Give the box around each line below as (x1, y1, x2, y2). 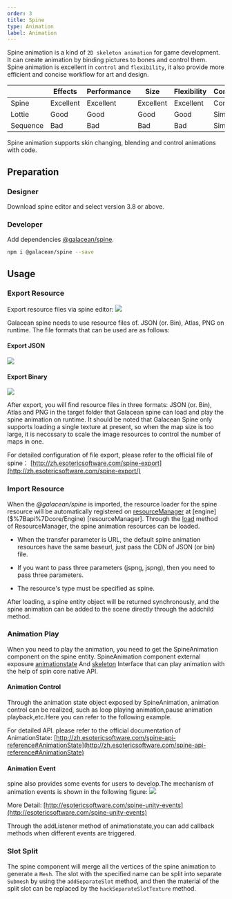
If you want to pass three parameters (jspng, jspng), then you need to (17, 563, 215, 571)
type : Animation (7, 23, 54, 30)
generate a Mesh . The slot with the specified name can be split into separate (7, 869, 222, 878)
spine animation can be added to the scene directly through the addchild (7, 605, 214, 613)
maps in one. (7, 437, 44, 446)
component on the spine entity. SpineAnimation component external (7, 652, 201, 661)
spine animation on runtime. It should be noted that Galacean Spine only (7, 415, 213, 424)
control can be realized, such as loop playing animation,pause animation (7, 706, 213, 714)
